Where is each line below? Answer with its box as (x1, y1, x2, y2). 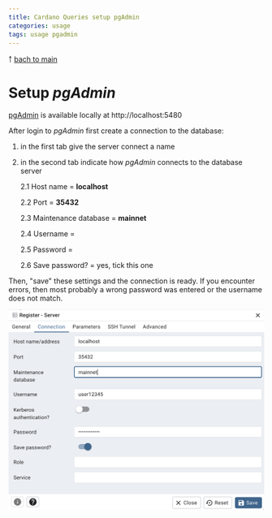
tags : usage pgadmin (8, 30, 79, 38)
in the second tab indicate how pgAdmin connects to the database (19, 158, 244, 167)
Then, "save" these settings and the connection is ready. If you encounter (8, 276, 256, 286)
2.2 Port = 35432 (19, 197, 80, 207)
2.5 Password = (19, 244, 73, 255)
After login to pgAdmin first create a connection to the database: (8, 126, 224, 136)
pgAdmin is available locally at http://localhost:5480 (8, 110, 183, 120)
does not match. (8, 293, 63, 304)
